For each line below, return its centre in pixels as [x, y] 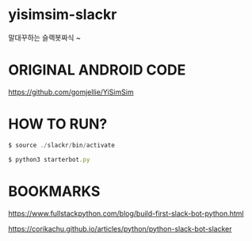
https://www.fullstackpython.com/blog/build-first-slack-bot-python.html [126, 213]
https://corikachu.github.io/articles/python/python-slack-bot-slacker [120, 228]
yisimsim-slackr [63, 15]
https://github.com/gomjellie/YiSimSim [71, 92]
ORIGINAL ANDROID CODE [97, 70]
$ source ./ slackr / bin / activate [61, 145]
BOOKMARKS [54, 191]
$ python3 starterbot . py [49, 159]
